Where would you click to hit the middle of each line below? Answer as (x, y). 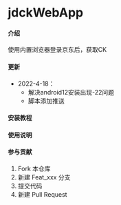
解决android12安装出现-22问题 (71, 92)
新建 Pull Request (42, 194)
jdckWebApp (46, 13)
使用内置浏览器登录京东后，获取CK (57, 50)
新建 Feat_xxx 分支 (44, 177)
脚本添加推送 (46, 101)
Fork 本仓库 (34, 168)
